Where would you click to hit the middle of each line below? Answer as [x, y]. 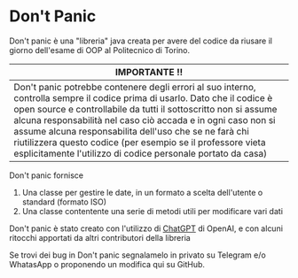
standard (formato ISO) [64, 202]
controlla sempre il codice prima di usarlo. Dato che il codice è [143, 97]
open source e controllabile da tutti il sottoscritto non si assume [145, 109]
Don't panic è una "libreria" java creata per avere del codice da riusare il [141, 41]
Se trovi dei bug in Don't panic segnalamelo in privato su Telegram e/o [137, 255]
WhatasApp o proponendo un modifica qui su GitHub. [107, 264]
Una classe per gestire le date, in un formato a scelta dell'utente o [142, 192]
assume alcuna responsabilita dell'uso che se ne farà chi [132, 131]
